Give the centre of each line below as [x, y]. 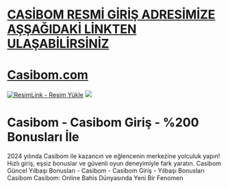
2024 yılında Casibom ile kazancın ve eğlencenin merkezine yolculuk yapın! [114, 156]
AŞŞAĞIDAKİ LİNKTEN [72, 29]
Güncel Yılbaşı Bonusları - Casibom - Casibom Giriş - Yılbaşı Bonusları [106, 171]
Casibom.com [48, 75]
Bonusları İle [43, 137]
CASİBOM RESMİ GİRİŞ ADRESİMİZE [111, 15]
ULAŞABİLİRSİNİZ [58, 44]
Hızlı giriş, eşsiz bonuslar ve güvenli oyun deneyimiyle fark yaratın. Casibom [114, 164]
